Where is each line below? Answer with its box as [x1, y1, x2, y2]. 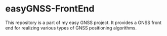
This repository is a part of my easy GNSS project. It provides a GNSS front [5, 19, 162, 25]
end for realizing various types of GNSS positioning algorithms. [5, 24, 137, 30]
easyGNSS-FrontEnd [5, 3, 95, 14]
